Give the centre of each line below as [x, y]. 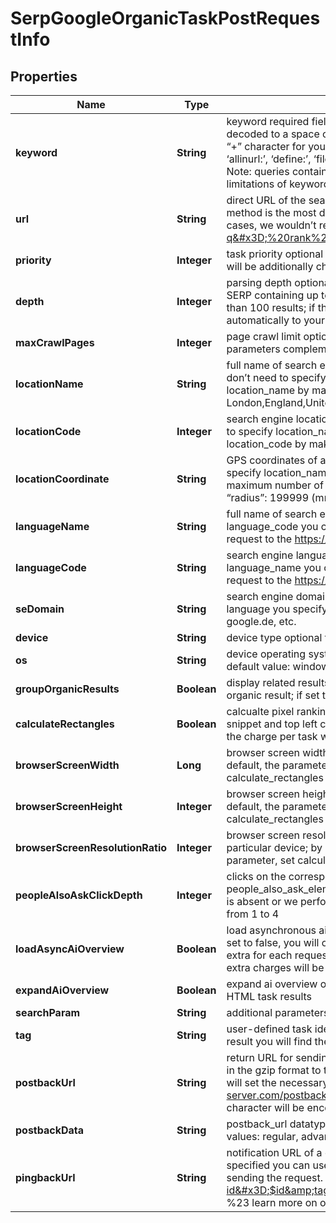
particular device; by [274, 847]
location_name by [268, 390]
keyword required [268, 121]
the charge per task [272, 736]
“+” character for [266, 146]
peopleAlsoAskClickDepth [79, 895]
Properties [44, 76]
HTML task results [269, 996]
